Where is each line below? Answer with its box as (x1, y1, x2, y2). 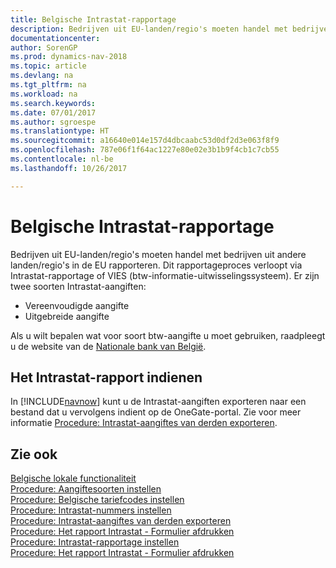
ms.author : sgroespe (10, 117, 97, 127)
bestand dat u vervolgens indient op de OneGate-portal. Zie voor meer (10, 406, 302, 418)
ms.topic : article (10, 61, 87, 71)
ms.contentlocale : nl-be (10, 154, 114, 164)
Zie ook (10, 446, 58, 463)
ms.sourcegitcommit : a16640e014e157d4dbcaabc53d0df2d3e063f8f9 (10, 136, 280, 146)
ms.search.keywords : (10, 98, 97, 108)
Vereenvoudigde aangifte (24, 299, 130, 311)
